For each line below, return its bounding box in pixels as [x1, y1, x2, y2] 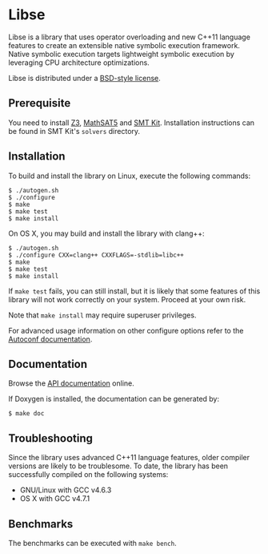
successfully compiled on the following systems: [8, 470, 169, 479]
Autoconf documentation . [8, 334, 93, 344]
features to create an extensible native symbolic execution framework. [8, 40, 240, 50]
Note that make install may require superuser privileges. [8, 310, 197, 320]
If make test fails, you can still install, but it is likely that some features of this [8, 286, 261, 296]
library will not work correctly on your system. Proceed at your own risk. [8, 294, 246, 304]
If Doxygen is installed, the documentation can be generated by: [8, 394, 220, 404]
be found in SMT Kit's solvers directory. [8, 126, 141, 135]
